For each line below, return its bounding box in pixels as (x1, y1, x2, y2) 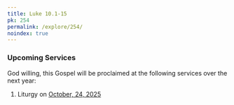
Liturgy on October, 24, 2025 (17, 90, 102, 98)
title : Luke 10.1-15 (7, 10, 68, 17)
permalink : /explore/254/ (7, 23, 83, 30)
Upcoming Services (7, 53, 76, 63)
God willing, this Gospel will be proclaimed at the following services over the (7, 69, 228, 77)
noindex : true (7, 29, 49, 37)
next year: (7, 76, 36, 85)
